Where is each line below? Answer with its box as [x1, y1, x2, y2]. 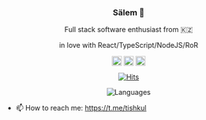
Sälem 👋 [113, 7, 144, 18]
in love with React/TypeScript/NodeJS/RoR [58, 41, 199, 50]
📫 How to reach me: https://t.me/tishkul [15, 104, 147, 113]
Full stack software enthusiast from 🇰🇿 [64, 25, 193, 35]
